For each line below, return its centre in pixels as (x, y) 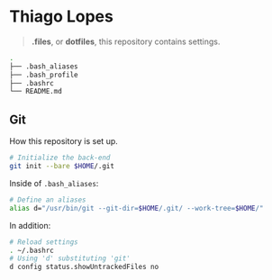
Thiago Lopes (62, 17)
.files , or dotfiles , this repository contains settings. (126, 41)
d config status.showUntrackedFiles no (84, 267)
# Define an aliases (48, 200)
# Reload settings (44, 242)
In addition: (30, 225)
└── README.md (36, 92)
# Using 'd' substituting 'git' (70, 258)
